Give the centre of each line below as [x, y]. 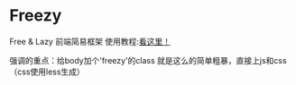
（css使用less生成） [47, 72]
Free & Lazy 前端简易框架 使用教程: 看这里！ [90, 41]
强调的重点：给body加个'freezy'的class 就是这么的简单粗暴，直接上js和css [148, 60]
